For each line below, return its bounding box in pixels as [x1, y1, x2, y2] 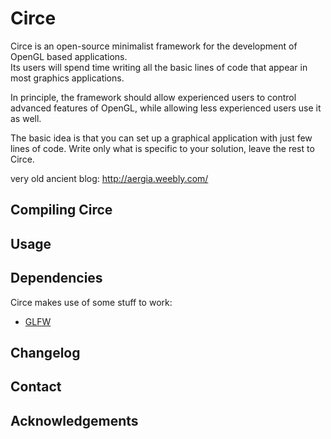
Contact [10, 378, 62, 396]
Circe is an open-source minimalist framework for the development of [10, 40, 298, 52]
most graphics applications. [10, 72, 125, 84]
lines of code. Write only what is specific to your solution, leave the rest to [10, 142, 315, 154]
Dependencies [10, 270, 103, 287]
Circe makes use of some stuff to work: [10, 296, 173, 308]
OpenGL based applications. [10, 50, 128, 62]
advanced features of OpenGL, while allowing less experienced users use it [10, 102, 322, 114]
